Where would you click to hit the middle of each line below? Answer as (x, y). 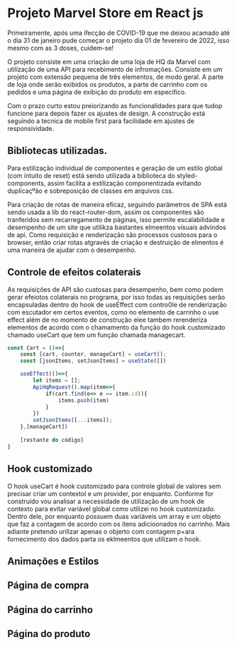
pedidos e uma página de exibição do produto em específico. (97, 92)
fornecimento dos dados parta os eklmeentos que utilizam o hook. (104, 539)
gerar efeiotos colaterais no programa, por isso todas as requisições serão (116, 297)
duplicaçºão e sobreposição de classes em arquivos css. (90, 191)
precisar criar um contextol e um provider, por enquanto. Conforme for (111, 493)
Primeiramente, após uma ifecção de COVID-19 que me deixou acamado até (119, 33)
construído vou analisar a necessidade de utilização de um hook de (106, 501)
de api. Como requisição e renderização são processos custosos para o (112, 235)
